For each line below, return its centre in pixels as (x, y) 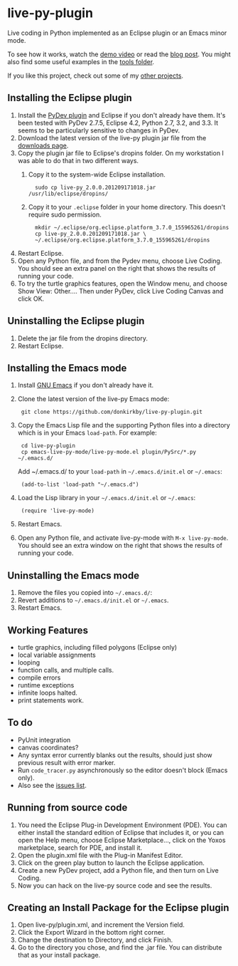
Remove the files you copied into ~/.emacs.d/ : (85, 593)
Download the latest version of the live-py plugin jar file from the (112, 137)
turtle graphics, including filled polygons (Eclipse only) (97, 647)
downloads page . (43, 145)
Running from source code (67, 807)
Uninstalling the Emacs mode (74, 575)
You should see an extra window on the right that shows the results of (120, 546)
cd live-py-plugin (48, 446)
